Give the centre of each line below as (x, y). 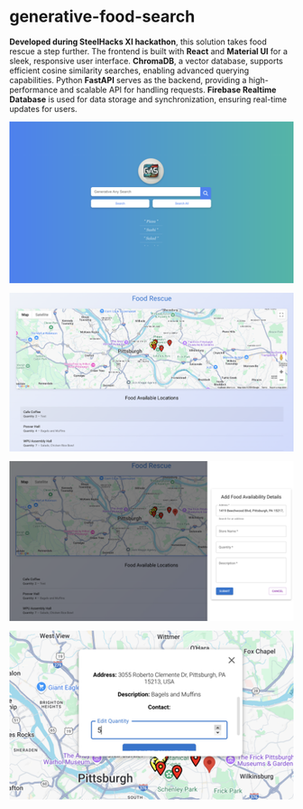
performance (34, 89)
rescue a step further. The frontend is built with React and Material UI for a (149, 51)
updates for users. (44, 108)
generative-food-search (102, 17)
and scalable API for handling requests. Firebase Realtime (168, 89)
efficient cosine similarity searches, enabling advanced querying (129, 71)
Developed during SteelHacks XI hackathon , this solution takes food (138, 42)
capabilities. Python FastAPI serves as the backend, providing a (128, 80)
